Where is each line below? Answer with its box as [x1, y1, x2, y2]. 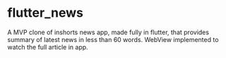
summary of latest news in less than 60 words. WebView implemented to [7, 35, 219, 43]
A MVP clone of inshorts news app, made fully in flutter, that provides [7, 28, 210, 36]
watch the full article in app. [7, 43, 88, 51]
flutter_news [7, 5, 83, 21]
